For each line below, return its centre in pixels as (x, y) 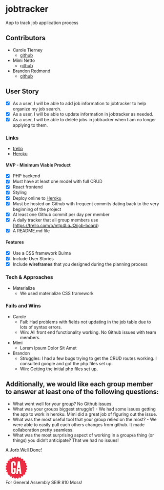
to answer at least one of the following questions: (82, 392)
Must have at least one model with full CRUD (58, 181)
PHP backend (26, 176)
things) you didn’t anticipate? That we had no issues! (66, 440)
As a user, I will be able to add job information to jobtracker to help (79, 103)
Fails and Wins (23, 306)
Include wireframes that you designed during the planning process (80, 264)
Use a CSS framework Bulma (42, 253)
